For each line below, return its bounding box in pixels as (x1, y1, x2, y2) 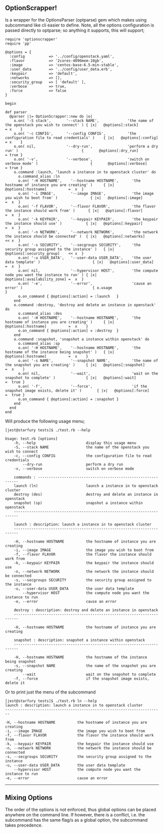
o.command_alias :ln (18, 174, 60, 179)
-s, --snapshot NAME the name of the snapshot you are (14, 663, 156, 668)
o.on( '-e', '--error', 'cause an (18, 281, 152, 286)
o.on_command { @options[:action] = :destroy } (18, 328, 119, 333)
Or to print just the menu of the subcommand (5, 689, 96, 695)
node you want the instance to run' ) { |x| (5, 272, 97, 277)
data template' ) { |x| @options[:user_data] (5, 260, 154, 264)
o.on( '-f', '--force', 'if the (18, 384, 147, 389)
